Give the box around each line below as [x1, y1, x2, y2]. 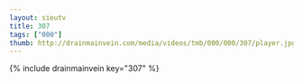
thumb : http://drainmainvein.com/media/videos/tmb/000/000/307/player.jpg [9, 38, 297, 48]
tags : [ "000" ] [9, 30, 63, 39]
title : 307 [9, 22, 50, 31]
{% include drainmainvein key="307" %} [9, 63, 160, 74]
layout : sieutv [9, 13, 67, 23]
